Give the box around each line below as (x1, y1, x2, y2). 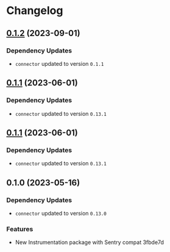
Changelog (6, 4, 63, 18)
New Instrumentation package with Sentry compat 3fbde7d (15, 239, 165, 246)
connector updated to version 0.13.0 (15, 209, 107, 217)
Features (6, 225, 34, 233)
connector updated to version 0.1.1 (15, 60, 104, 67)
